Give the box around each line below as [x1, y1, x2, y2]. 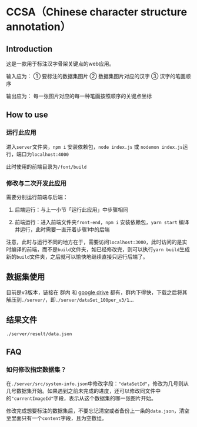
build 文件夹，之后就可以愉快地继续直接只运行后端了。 [16, 253, 148, 260]
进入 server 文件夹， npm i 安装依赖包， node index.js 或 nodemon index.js [6, 143, 183, 150]
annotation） [6, 20, 71, 34]
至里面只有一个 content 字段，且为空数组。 [6, 415, 108, 422]
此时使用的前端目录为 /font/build [6, 163, 87, 170]
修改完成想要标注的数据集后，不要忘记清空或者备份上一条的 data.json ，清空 [6, 407, 190, 415]
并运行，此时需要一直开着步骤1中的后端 [14, 226, 110, 233]
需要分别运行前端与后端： [6, 194, 68, 201]
